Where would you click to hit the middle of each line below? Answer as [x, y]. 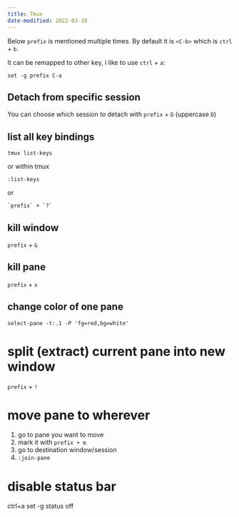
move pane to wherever [79, 415]
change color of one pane [65, 307]
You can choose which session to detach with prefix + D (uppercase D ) [112, 114]
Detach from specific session [74, 97]
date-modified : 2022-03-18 [47, 21]
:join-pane [34, 458]
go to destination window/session [67, 450]
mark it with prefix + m [52, 442]
